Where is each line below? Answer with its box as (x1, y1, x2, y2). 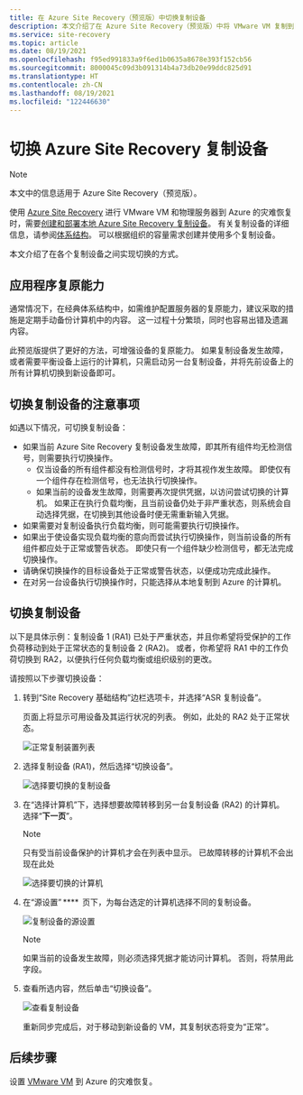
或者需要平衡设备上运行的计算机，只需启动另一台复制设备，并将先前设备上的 (9, 356, 294, 367)
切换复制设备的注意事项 (9, 396, 140, 411)
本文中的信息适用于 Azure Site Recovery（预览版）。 (9, 188, 202, 198)
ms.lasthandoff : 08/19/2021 (9, 88, 115, 97)
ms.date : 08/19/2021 (9, 47, 87, 56)
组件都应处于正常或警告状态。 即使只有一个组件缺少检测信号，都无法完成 (22, 542, 294, 553)
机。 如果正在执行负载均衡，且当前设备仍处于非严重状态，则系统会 (35, 497, 284, 508)
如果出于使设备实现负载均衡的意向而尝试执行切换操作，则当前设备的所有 (22, 531, 291, 542)
